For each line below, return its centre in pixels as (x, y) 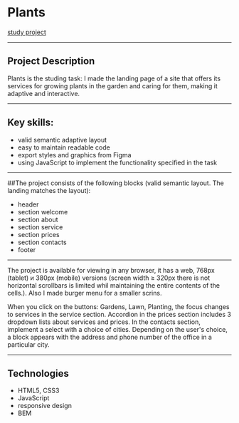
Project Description (51, 61)
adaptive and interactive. (44, 93)
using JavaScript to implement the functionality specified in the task (117, 162)
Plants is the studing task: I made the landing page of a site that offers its (114, 78)
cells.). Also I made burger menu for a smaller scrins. (85, 293)
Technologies (38, 374)
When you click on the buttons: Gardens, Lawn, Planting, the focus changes (118, 306)
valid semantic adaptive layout (62, 140)
